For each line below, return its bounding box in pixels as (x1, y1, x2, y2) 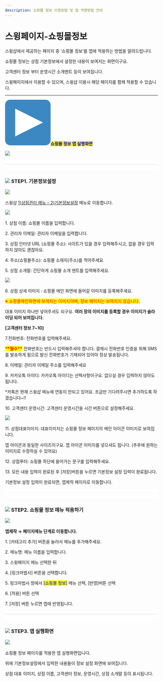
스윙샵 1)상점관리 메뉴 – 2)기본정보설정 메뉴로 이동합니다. (5, 200, 113, 206)
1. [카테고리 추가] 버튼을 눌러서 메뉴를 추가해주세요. (5, 538, 102, 544)
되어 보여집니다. (14, 315, 44, 321)
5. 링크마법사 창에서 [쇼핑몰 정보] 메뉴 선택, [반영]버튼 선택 (5, 580, 116, 586)
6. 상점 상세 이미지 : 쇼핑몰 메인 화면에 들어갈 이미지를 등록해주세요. (5, 288, 133, 294)
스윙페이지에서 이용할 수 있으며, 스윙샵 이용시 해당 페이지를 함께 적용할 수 (5, 79, 144, 85)
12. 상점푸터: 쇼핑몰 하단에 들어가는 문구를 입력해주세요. (5, 459, 111, 465)
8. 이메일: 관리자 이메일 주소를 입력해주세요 (5, 362, 86, 368)
